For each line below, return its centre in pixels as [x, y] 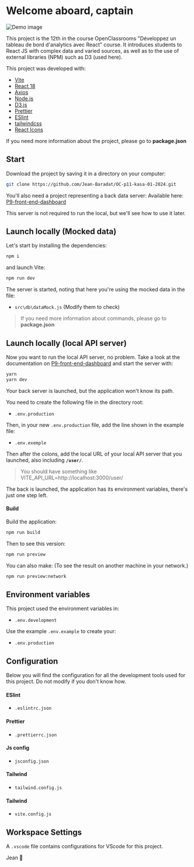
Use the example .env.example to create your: [61, 631]
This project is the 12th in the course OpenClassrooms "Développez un [91, 38]
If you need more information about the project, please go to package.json [96, 141]
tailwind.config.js [38, 788]
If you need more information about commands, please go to [93, 318]
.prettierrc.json [36, 735]
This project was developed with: [46, 68]
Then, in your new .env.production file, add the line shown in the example [95, 425]
